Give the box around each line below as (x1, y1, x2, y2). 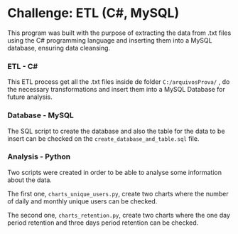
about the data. (7, 176, 52, 184)
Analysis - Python (7, 151, 71, 161)
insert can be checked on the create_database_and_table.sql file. (7, 134, 200, 143)
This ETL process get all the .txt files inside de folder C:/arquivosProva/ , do (7, 78, 230, 86)
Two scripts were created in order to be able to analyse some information (7, 168, 222, 176)
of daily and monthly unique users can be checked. (7, 197, 158, 206)
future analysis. (7, 92, 53, 101)
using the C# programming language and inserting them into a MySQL (7, 36, 212, 44)
